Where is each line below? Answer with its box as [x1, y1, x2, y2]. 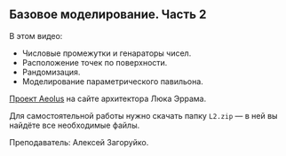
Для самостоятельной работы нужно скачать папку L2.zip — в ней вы [9, 110, 278, 121]
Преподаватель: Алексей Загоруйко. [9, 136, 149, 147]
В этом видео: [9, 30, 63, 41]
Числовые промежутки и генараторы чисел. [21, 48, 192, 58]
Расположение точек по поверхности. [21, 57, 168, 67]
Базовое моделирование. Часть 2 [9, 7, 207, 22]
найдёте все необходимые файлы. [9, 120, 140, 130]
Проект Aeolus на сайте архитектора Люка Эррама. [9, 93, 207, 104]
